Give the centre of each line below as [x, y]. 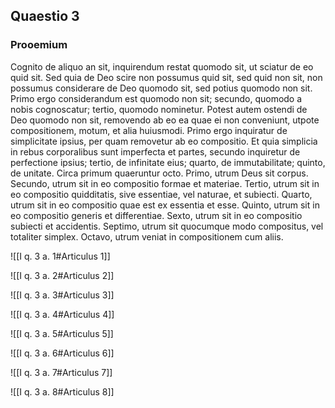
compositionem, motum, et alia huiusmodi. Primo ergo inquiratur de [149, 130]
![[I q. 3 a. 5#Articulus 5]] [62, 333]
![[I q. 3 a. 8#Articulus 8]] [62, 391]
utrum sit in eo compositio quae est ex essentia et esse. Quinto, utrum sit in [165, 205]
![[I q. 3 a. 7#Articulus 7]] [61, 372]
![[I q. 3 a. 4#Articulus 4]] [62, 314]
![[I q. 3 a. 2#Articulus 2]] [62, 275]
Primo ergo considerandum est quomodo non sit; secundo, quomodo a [156, 98]
